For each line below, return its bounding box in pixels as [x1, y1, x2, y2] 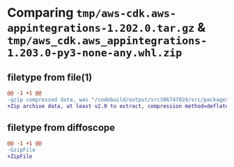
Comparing [7, 5, 74, 21]
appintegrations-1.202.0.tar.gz [7, 22, 195, 35]
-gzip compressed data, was [7, 96, 89, 103]
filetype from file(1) [7, 71, 93, 83]
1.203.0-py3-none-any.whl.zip [7, 46, 182, 60]
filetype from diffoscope [7, 122, 116, 134]
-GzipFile [7, 147, 36, 154]
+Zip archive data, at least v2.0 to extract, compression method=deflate [7, 103, 229, 109]
